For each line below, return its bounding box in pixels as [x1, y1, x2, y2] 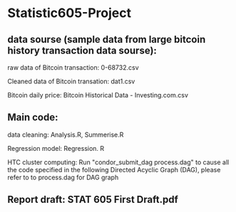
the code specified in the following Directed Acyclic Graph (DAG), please [7, 165, 221, 174]
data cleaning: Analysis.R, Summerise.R [7, 130, 124, 139]
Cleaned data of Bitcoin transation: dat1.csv [7, 77, 135, 85]
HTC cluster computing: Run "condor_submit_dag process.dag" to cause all [7, 158, 230, 166]
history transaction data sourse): [7, 44, 157, 56]
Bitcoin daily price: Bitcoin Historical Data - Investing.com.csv [7, 91, 189, 99]
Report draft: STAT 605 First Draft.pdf [7, 194, 178, 206]
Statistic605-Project [7, 5, 132, 21]
